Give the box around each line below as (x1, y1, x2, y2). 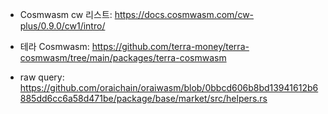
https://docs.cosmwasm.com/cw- (114, 9, 255, 20)
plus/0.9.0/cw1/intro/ (19, 20, 106, 32)
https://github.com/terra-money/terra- (91, 41, 250, 52)
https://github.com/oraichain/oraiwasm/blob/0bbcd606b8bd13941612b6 (19, 82, 319, 93)
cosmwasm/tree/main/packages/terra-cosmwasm (19, 52, 227, 63)
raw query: (19, 71, 65, 83)
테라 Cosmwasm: (19, 41, 90, 52)
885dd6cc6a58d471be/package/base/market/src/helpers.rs (19, 93, 268, 104)
